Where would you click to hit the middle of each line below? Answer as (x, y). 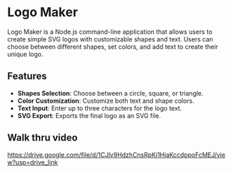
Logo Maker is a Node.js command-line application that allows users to (110, 32)
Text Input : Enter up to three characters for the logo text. (100, 108)
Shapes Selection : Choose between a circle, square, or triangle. (110, 93)
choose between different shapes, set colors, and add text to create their (113, 46)
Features (27, 76)
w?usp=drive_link (33, 162)
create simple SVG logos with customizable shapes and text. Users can (110, 39)
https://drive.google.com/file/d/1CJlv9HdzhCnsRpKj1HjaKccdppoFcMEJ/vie (116, 155)
